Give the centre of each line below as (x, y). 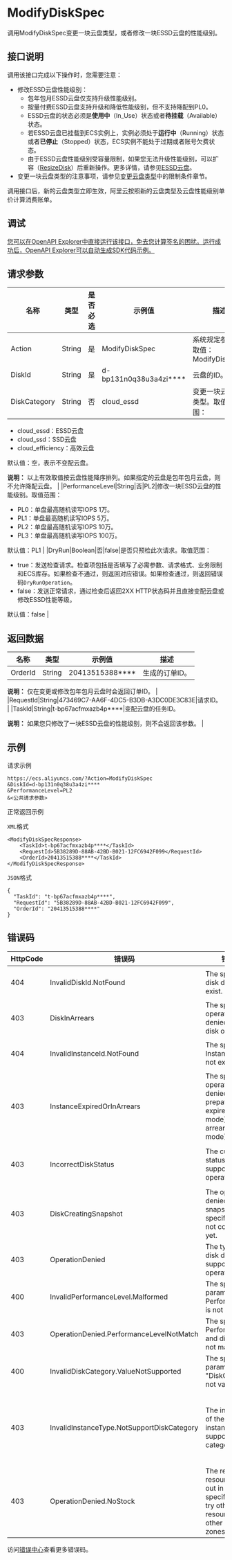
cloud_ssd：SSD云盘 (47, 440)
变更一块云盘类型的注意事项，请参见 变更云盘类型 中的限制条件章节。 (114, 176)
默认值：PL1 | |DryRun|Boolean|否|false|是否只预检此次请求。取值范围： (109, 550)
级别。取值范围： (37, 495)
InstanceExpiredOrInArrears (95, 1106)
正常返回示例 (25, 812)
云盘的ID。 (210, 375)
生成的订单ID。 (167, 673)
